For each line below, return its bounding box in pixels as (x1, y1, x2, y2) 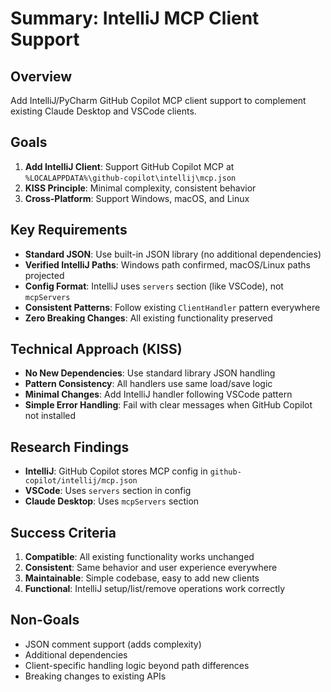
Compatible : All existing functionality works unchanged (24, 551, 255, 563)
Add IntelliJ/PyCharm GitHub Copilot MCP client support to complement (10, 95, 307, 106)
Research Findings (10, 438, 130, 456)
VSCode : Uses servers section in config (24, 485, 192, 497)
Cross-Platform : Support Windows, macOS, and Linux (24, 192, 250, 204)
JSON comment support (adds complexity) (24, 638, 202, 650)
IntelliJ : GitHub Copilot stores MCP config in (24, 465, 208, 477)
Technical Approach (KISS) (10, 341, 183, 358)
